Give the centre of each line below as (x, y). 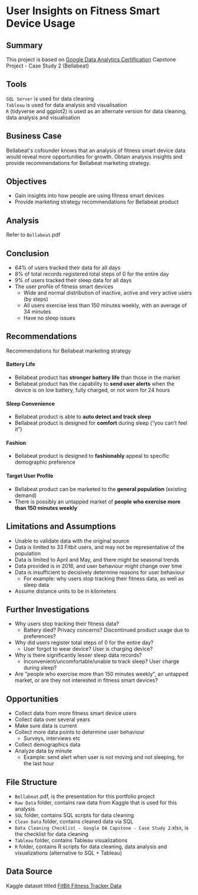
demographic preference (45, 462)
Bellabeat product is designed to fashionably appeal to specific (92, 456)
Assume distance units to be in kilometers (65, 591)
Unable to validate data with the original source (72, 541)
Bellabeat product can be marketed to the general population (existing (100, 489)
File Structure (32, 782)
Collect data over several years (52, 719)
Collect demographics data (47, 745)
